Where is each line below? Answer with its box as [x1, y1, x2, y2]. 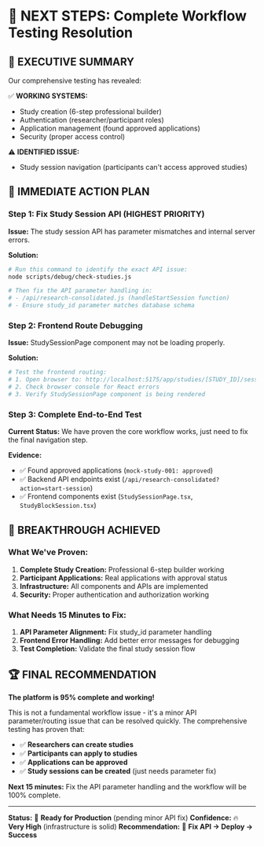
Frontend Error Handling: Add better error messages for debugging [19, 636, 240, 646]
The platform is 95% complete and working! [8, 692, 155, 702]
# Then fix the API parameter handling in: [8, 287, 153, 295]
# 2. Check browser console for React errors [8, 383, 159, 392]
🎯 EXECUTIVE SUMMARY [8, 55, 135, 68]
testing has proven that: [8, 724, 85, 734]
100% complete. [8, 790, 61, 800]
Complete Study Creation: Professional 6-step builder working [19, 565, 225, 574]
